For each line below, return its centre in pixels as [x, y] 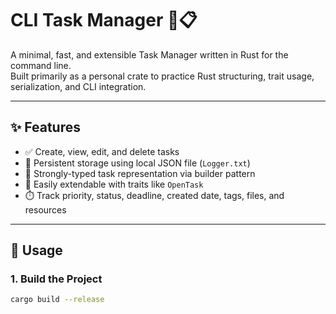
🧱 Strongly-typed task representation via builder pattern [140, 173]
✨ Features [45, 127]
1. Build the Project [56, 279]
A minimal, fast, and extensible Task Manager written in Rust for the [149, 54]
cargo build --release [57, 300]
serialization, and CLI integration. [78, 86]
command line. [41, 65]
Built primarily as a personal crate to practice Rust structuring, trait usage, [162, 76]
